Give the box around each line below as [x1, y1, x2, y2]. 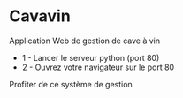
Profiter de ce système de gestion [9, 79, 133, 89]
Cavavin [9, 6, 71, 26]
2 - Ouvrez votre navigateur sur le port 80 [21, 62, 175, 72]
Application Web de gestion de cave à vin [9, 35, 161, 46]
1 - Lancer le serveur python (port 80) [21, 52, 160, 63]
